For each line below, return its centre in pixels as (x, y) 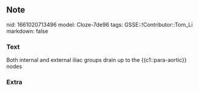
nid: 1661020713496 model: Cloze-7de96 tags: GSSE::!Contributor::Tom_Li (100, 24)
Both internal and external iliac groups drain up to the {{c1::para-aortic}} (97, 60)
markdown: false (27, 31)
